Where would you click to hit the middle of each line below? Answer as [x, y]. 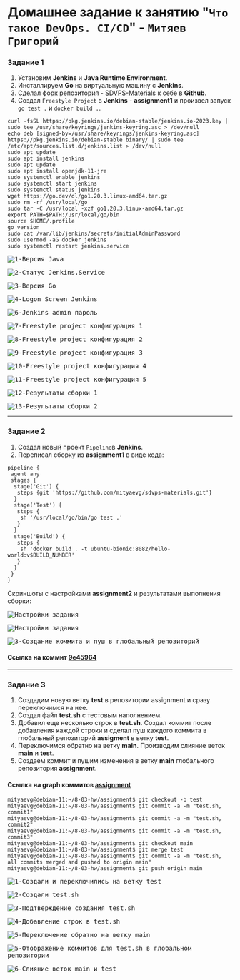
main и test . [36, 753]
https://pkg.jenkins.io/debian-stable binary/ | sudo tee [95, 140]
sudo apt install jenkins [46, 159]
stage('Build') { [40, 536]
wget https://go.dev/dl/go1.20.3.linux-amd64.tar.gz [87, 196]
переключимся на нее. [52, 708]
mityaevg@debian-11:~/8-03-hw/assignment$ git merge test [95, 850]
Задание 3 [26, 685]
